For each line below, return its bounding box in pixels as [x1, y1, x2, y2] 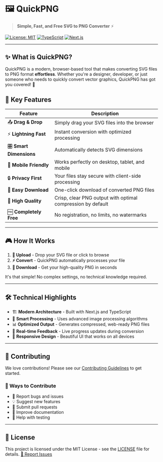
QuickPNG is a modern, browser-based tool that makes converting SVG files [5, 66, 158, 72]
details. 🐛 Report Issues [5, 451, 52, 457]
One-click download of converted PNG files [54, 186, 155, 193]
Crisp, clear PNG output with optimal [54, 194, 138, 201]
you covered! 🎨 [5, 81, 35, 87]
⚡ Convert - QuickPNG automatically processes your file [12, 258, 125, 263]
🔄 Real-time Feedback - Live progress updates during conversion [12, 329, 144, 334]
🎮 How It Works [5, 237, 55, 245]
